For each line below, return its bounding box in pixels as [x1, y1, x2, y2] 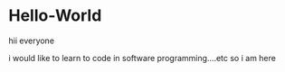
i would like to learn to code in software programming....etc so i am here [8, 52, 277, 63]
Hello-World [8, 5, 102, 26]
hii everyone [8, 35, 55, 46]
